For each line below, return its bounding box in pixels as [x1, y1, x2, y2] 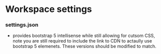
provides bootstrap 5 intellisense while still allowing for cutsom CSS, [12, 32, 155, 38]
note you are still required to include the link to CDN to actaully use [12, 38, 152, 44]
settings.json [5, 21, 39, 28]
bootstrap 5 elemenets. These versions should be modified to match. [12, 43, 157, 49]
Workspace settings [5, 3, 92, 15]
